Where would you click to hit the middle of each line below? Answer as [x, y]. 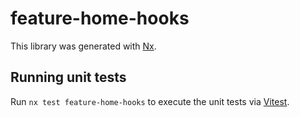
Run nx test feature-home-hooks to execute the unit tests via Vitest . [150, 101]
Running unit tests [68, 77]
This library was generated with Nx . [83, 46]
